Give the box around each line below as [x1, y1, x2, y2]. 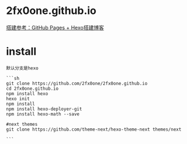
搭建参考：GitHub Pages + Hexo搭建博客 [6, 24, 104, 31]
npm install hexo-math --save [6, 111, 80, 117]
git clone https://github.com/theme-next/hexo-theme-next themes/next [6, 127, 182, 132]
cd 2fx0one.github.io [6, 86, 59, 92]
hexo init [6, 96, 30, 101]
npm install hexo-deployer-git [6, 106, 82, 112]
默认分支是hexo [6, 65, 39, 71]
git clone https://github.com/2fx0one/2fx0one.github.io [6, 80, 148, 86]
